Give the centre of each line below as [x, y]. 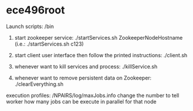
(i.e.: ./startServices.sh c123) [49, 44]
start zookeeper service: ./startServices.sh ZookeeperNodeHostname [99, 37]
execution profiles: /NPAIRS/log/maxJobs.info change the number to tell [93, 95]
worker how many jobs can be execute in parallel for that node [81, 101]
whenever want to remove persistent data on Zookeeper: [83, 78]
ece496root [36, 10]
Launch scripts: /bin [30, 26]
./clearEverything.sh [39, 84]
